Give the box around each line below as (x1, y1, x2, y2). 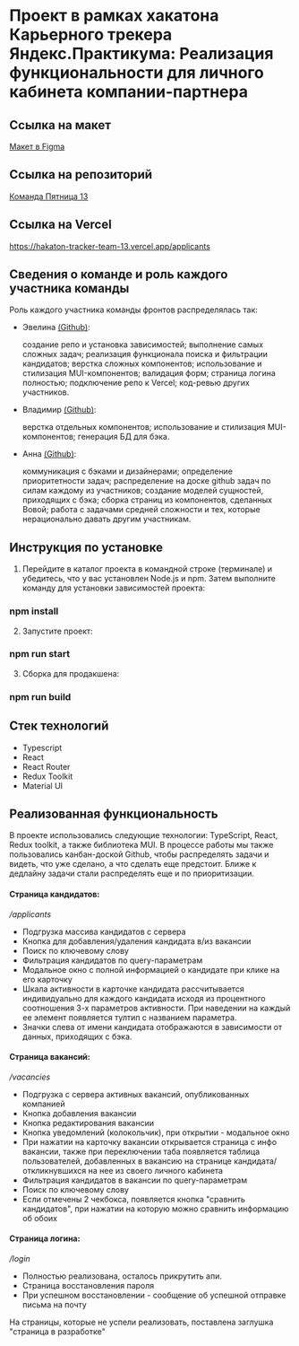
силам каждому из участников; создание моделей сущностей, (21, 485, 264, 496)
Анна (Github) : (21, 449, 77, 459)
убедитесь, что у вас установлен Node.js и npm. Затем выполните (21, 573, 276, 584)
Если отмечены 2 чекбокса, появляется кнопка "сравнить (21, 1193, 246, 1204)
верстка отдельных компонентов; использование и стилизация (21, 422, 266, 433)
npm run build (9, 690, 72, 703)
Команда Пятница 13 (9, 190, 89, 202)
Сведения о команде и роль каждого (9, 267, 228, 283)
